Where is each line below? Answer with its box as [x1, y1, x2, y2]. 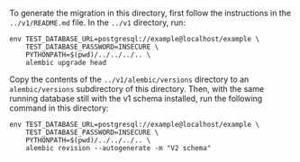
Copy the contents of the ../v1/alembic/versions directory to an [9, 74, 250, 85]
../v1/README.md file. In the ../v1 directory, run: [9, 17, 186, 28]
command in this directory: [9, 103, 110, 113]
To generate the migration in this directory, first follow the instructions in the [9, 8, 291, 18]
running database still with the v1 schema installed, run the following [9, 94, 263, 103]
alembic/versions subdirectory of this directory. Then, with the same [9, 84, 264, 94]
